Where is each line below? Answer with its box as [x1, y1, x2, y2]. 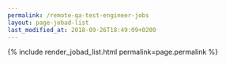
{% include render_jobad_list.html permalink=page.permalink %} [7, 48, 219, 57]
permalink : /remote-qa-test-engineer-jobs [7, 11, 149, 20]
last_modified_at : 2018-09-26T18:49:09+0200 [7, 26, 156, 34]
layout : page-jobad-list [7, 19, 89, 27]
